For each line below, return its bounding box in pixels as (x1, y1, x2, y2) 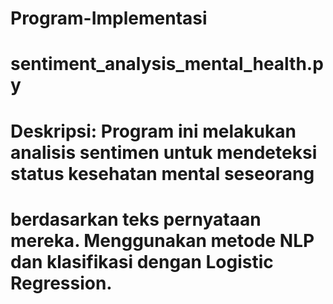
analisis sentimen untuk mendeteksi (10, 141, 318, 164)
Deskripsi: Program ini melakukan (10, 120, 297, 142)
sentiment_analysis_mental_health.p (10, 53, 324, 76)
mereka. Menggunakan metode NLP (10, 229, 315, 252)
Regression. (10, 272, 113, 294)
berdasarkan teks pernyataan (10, 208, 262, 231)
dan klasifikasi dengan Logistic (10, 250, 274, 273)
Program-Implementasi (10, 7, 208, 30)
